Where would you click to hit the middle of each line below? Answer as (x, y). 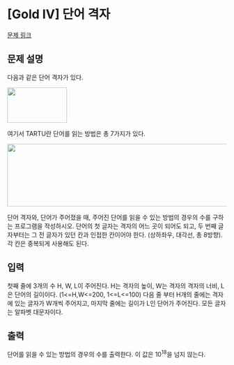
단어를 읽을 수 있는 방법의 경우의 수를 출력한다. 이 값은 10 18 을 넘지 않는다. (107, 354)
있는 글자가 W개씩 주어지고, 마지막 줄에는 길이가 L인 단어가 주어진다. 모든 (114, 303)
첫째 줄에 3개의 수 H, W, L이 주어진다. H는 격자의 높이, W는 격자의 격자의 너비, (113, 285)
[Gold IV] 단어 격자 (59, 14)
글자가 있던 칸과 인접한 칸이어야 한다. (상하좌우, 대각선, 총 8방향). (134, 234)
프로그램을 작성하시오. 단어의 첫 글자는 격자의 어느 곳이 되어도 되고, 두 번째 (116, 226)
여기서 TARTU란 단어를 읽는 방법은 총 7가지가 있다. (77, 133)
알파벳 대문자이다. (39, 312)
